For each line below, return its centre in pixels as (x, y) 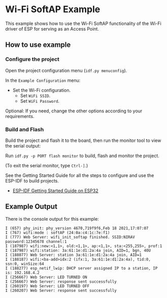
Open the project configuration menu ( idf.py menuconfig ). (66, 70)
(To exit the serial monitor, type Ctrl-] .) (47, 165)
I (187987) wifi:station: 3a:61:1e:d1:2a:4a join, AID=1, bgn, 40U (78, 250)
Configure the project (32, 59)
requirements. (20, 116)
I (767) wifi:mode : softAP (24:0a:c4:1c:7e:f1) (58, 232)
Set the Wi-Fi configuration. (42, 90)
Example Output (31, 207)
